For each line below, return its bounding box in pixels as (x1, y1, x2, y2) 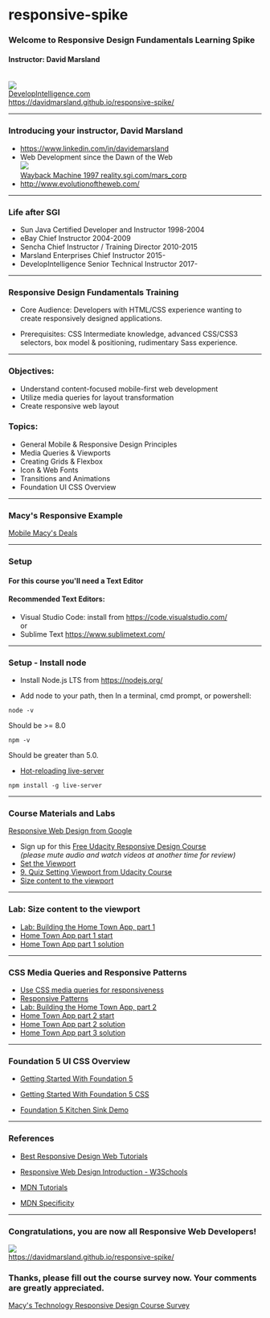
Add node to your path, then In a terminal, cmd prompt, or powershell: (19, 691, 252, 701)
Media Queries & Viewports (19, 447, 111, 457)
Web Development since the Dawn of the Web (19, 152, 173, 162)
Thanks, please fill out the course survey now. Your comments (8, 1272, 257, 1283)
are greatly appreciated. (8, 1282, 104, 1293)
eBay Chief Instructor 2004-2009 (19, 233, 131, 243)
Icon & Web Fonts (19, 465, 79, 475)
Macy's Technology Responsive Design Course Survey (8, 1300, 190, 1311)
